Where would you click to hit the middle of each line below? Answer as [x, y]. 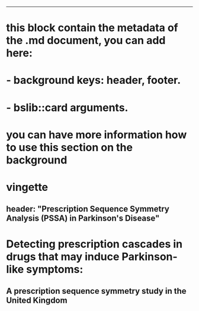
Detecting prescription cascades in [94, 244]
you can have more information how [97, 135]
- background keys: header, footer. [94, 80]
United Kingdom [37, 300]
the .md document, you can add [86, 41]
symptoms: [55, 269]
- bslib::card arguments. [67, 107]
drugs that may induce [63, 257]
